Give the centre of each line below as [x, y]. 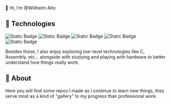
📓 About [18, 78]
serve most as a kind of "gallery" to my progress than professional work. [81, 96]
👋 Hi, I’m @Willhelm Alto [31, 8]
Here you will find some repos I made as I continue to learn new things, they [85, 90]
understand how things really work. [42, 62]
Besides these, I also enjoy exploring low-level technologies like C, [75, 51]
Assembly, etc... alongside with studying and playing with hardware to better [85, 57]
